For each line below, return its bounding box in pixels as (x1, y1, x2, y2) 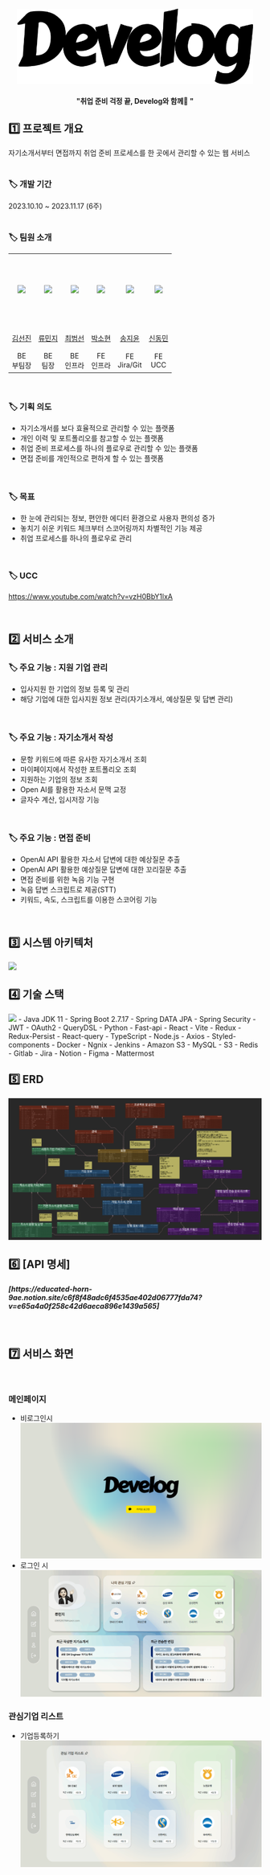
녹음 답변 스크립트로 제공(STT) (19, 884, 117, 894)
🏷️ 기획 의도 (8, 401, 52, 412)
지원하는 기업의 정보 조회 (19, 774, 98, 784)
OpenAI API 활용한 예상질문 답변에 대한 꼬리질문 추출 (19, 864, 187, 874)
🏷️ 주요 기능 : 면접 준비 (8, 832, 91, 843)
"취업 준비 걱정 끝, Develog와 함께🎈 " (76, 96, 194, 105)
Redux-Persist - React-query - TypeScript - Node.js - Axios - (8, 1031, 211, 1040)
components (8, 1040, 51, 1049)
